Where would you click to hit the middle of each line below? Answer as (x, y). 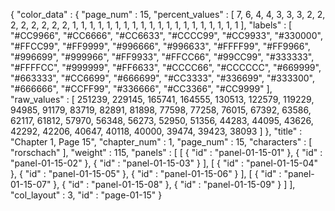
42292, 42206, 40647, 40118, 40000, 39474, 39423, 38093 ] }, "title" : (156, 131)
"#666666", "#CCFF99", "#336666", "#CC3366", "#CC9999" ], (141, 88)
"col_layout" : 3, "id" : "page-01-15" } (86, 195)
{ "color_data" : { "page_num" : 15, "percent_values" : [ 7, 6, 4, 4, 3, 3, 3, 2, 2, (168, 14)
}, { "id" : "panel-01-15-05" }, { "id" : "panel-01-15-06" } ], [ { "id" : (146, 173)
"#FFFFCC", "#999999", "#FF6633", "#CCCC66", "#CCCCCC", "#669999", (166, 67)
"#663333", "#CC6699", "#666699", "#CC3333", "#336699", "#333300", (162, 78)
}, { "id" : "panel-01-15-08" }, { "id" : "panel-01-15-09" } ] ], (174, 184)
